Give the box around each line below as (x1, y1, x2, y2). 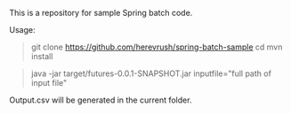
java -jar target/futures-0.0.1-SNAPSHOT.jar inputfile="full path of (30, 68, 271, 79)
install (30, 51, 53, 61)
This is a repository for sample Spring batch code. (9, 8, 193, 18)
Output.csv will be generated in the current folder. (9, 95, 192, 105)
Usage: (9, 25, 36, 34)
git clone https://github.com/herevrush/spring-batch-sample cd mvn (30, 42, 283, 52)
